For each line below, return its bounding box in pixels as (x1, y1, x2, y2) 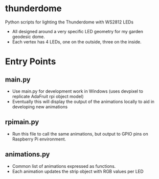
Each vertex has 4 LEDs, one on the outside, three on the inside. (12, 39, 142, 44)
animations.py (5, 150, 50, 159)
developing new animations (12, 103, 68, 110)
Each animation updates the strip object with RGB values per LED (12, 168, 144, 174)
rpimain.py (5, 118, 39, 126)
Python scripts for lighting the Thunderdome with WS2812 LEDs (5, 19, 134, 25)
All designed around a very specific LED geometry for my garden (12, 28, 143, 34)
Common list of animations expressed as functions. (12, 163, 116, 169)
